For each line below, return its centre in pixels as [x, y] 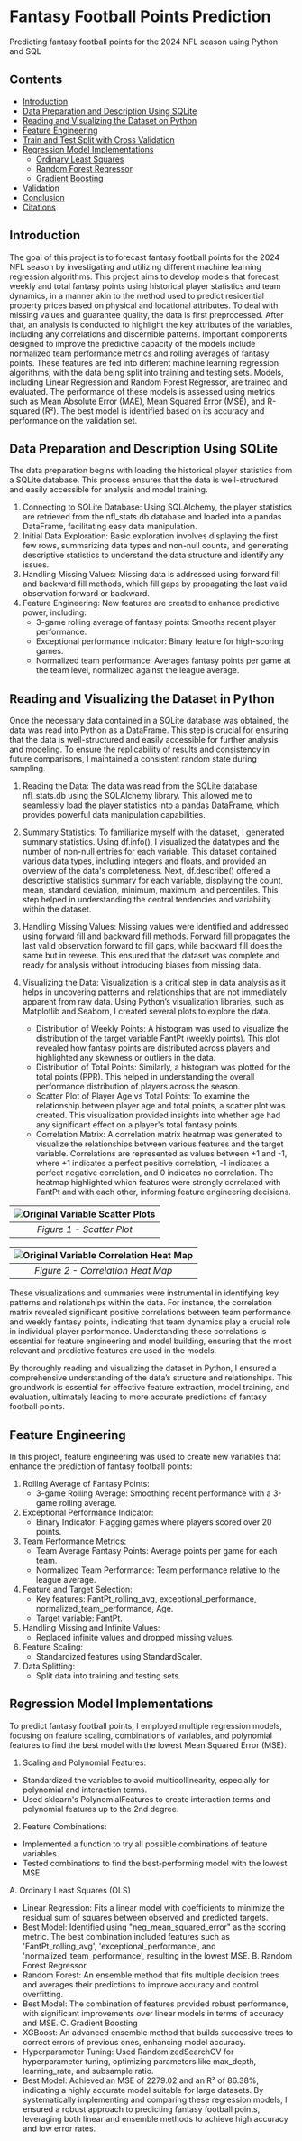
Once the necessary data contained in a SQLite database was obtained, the [150, 721]
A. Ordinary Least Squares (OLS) [70, 1890]
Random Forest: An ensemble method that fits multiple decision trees [151, 1975]
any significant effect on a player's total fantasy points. [138, 1125]
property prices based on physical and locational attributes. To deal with [144, 305]
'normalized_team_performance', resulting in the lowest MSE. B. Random [157, 1955]
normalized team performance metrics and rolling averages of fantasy [139, 353]
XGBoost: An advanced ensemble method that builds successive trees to [158, 2032]
